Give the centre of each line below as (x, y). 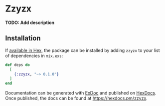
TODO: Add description (30, 22)
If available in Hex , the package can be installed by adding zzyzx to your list (83, 50)
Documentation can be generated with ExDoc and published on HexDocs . (81, 93)
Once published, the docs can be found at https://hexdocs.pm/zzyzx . (77, 98)
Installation (23, 38)
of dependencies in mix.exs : (34, 55)
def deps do (17, 65)
